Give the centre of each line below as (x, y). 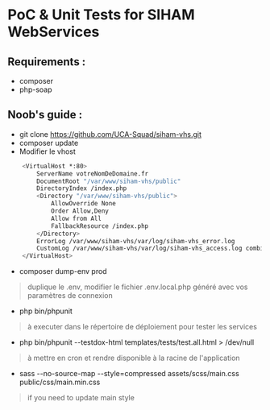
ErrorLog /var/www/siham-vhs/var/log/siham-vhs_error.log (136, 241)
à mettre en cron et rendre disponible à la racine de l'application (133, 358)
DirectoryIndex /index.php (82, 188)
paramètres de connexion (70, 296)
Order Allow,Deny (80, 211)
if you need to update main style (81, 398)
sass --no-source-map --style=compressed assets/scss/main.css (129, 374)
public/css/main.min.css (60, 382)
